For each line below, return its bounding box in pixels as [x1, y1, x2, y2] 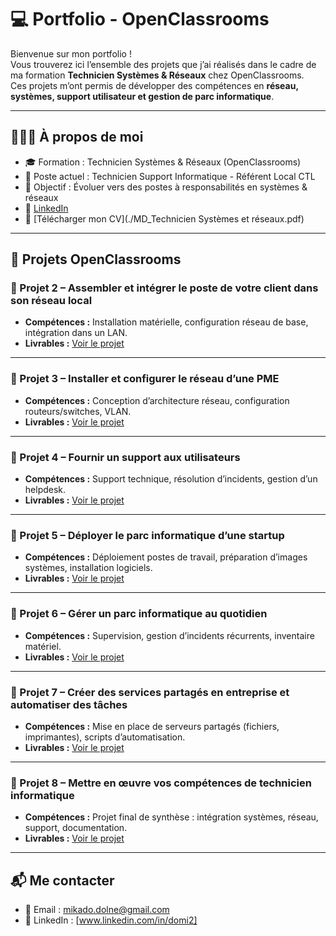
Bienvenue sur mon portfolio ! [10, 47, 132, 60]
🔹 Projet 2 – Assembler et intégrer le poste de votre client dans [10, 281, 319, 295]
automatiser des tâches [10, 697, 128, 711]
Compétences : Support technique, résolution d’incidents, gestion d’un [24, 473, 318, 485]
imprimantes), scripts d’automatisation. [24, 731, 186, 743]
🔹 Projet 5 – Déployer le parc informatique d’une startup [10, 528, 285, 542]
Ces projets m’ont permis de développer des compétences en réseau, [10, 79, 299, 91]
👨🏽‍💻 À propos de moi [10, 129, 144, 146]
